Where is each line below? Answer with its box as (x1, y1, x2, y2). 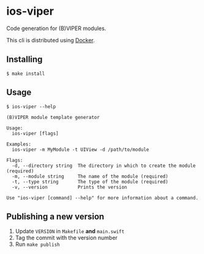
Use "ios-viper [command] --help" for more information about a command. (6, 194, 199, 201)
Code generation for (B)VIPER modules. (6, 25, 107, 32)
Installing (6, 54, 43, 65)
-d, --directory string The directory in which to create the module (12, 163, 196, 169)
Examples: (6, 141, 32, 147)
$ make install (6, 71, 45, 77)
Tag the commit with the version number (15, 234, 118, 242)
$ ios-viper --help (6, 103, 56, 110)
